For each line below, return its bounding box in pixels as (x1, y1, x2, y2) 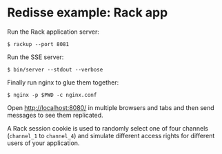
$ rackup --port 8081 (7, 41, 70, 47)
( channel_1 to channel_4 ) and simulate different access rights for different (7, 131, 215, 140)
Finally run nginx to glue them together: (7, 78, 119, 87)
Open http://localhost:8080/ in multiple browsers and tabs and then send (7, 103, 215, 111)
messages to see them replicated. (7, 111, 103, 119)
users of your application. (7, 139, 80, 147)
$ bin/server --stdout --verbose (7, 66, 103, 73)
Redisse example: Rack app (7, 5, 168, 21)
